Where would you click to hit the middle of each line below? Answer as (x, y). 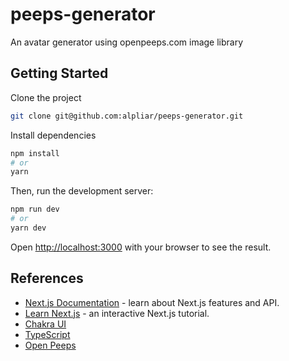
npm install (35, 153)
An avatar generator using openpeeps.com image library (127, 42)
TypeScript (47, 334)
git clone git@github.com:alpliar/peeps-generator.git (127, 116)
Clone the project (46, 97)
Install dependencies (53, 135)
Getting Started (59, 73)
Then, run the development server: (82, 191)
